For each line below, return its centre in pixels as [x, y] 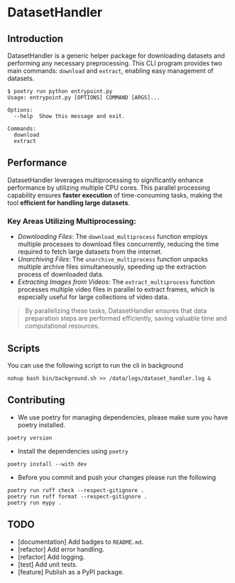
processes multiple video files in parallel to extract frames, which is [116, 289]
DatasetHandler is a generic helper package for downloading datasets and [116, 55]
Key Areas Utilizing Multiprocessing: [72, 221]
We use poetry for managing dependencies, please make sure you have [123, 417]
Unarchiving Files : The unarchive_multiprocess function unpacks [113, 260]
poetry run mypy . [34, 503]
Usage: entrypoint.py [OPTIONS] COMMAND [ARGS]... [84, 97]
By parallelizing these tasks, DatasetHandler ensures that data [116, 311]
